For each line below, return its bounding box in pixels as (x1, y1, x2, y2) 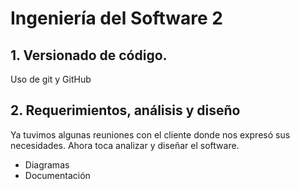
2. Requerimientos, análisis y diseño (10, 102, 241, 119)
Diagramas (24, 158, 70, 171)
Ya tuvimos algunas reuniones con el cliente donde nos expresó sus (10, 128, 291, 141)
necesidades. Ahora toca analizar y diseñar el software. (10, 139, 240, 151)
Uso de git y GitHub (10, 73, 92, 85)
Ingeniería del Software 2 (10, 7, 223, 30)
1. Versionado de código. (10, 47, 168, 64)
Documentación (24, 169, 91, 181)
